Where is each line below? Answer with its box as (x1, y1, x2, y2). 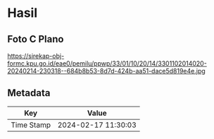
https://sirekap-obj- (7, 52, 65, 60)
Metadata (7, 87, 51, 99)
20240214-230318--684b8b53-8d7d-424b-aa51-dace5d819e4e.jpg (7, 67, 206, 75)
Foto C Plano (7, 33, 64, 45)
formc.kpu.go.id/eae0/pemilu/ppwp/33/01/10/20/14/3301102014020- (7, 59, 208, 68)
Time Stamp (11, 120, 51, 130)
